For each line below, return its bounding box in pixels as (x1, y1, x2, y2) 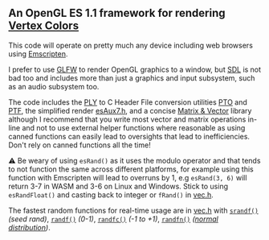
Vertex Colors (8, 19, 79, 33)
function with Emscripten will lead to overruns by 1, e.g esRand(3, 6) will (8, 172, 247, 182)
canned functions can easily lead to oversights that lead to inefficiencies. (8, 131, 251, 141)
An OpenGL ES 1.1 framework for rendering (8, 6, 226, 20)
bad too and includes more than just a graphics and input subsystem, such (8, 72, 255, 83)
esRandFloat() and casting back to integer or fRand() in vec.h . (8, 189, 214, 200)
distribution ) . (8, 222, 51, 232)
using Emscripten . (8, 48, 68, 59)
